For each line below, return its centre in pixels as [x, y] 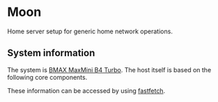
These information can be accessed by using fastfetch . [86, 90]
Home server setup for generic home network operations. [90, 31]
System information [51, 53]
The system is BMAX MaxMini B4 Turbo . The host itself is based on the [109, 69]
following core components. [47, 77]
